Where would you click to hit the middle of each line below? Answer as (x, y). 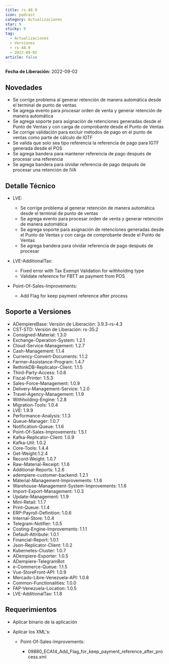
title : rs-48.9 (21, 10)
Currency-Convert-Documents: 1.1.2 (50, 356)
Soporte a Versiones (38, 312)
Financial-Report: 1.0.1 (36, 540)
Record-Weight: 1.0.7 (35, 459)
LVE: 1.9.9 (23, 410)
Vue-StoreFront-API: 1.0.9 (39, 572)
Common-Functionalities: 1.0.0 (44, 583)
